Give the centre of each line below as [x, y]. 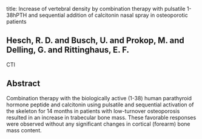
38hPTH [17, 15]
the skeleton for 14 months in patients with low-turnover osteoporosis [93, 111]
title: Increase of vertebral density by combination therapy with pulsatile [96, 9]
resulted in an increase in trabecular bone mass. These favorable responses [101, 117]
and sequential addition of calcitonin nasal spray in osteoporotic [108, 15]
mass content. [24, 130]
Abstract [23, 84]
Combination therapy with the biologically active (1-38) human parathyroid [99, 98]
